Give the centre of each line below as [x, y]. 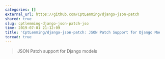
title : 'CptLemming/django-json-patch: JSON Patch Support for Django [79, 32]
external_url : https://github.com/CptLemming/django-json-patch [72, 14]
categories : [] [21, 10]
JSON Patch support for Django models [57, 51]
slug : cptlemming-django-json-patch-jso [47, 23]
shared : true [18, 19]
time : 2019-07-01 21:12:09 [33, 28]
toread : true [18, 37]
